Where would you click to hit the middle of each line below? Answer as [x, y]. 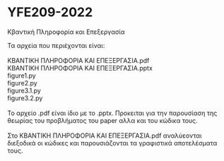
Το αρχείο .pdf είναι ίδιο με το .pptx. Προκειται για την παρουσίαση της [112, 113]
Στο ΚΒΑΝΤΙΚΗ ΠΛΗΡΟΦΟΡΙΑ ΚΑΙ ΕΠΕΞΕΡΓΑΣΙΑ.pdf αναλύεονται [105, 136]
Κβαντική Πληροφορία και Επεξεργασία [66, 32]
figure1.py [22, 76]
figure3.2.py [25, 98]
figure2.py [22, 83]
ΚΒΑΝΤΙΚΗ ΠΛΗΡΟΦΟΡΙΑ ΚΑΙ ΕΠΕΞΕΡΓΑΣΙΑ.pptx [80, 68]
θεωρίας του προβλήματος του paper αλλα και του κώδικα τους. [102, 120]
